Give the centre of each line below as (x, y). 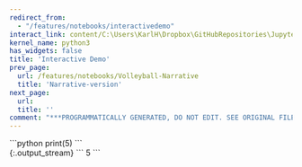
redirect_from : (38, 18)
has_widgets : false (46, 51)
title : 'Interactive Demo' (60, 59)
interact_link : (38, 34)
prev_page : (30, 68)
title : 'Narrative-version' (70, 84)
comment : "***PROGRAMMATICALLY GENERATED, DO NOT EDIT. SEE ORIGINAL (142, 118)
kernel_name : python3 (50, 43)
